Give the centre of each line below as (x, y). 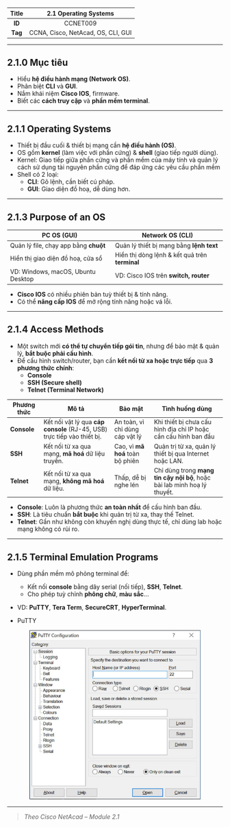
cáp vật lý (128, 436)
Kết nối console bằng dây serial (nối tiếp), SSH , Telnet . (105, 587)
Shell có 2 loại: (38, 175)
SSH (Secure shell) (54, 382)
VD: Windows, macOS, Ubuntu (53, 272)
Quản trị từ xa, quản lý (185, 446)
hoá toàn (127, 454)
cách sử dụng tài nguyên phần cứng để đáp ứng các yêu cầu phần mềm (118, 167)
